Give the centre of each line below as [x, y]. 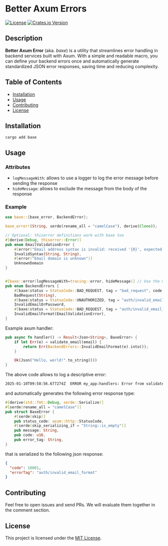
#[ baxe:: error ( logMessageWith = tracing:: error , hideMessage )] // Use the [82, 282]
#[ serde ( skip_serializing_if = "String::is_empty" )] [70, 426]
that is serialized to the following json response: [54, 454]
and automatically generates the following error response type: [70, 393]
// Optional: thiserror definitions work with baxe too [64, 235]
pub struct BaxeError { [30, 412]
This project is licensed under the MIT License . [53, 538]
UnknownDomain [29, 263]
